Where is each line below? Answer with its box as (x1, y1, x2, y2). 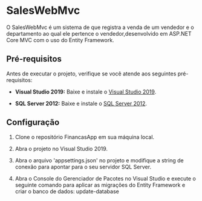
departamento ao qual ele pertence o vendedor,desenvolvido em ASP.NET (6, 30, 192, 37)
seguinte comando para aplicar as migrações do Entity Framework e (15, 181, 186, 188)
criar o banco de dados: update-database (15, 188, 119, 195)
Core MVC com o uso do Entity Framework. (6, 36, 114, 43)
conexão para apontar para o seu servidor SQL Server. (15, 163, 152, 170)
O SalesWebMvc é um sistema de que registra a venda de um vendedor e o (6, 24, 195, 31)
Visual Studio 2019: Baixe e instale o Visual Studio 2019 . (15, 88, 157, 95)
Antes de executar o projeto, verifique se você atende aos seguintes (6, 70, 177, 77)
